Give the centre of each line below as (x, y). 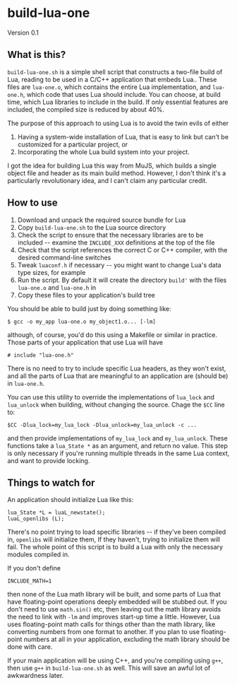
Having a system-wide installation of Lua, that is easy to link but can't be (123, 136)
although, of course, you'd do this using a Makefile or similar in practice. (112, 334)
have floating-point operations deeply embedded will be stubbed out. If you (117, 602)
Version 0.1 (23, 33)
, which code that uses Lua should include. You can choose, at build (122, 94)
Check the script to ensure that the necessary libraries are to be (110, 235)
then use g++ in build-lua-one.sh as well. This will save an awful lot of (109, 668)
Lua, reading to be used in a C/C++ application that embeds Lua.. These (112, 79)
